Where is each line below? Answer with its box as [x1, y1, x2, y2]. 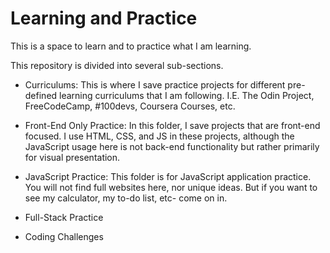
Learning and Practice [10, 7, 198, 30]
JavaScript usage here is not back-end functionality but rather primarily [24, 140, 320, 152]
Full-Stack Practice [24, 211, 104, 223]
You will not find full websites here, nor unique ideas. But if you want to [24, 181, 318, 193]
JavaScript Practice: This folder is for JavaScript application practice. [24, 170, 312, 182]
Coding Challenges [24, 230, 104, 242]
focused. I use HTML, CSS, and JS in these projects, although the [24, 130, 295, 142]
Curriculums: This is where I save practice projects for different [24, 78, 286, 91]
